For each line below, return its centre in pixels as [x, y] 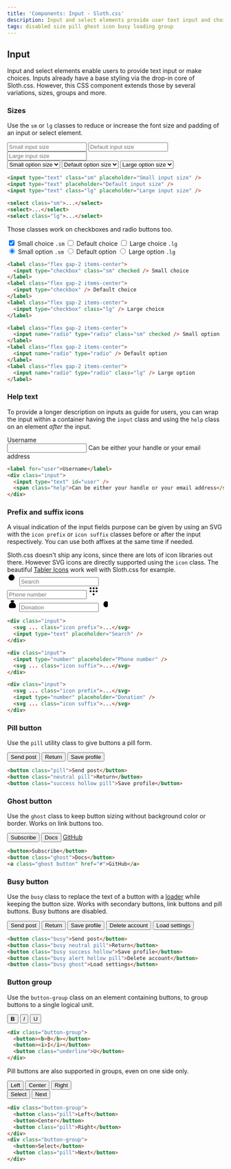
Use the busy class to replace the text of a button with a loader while [104, 896]
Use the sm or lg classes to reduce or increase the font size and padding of [113, 125]
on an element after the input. [49, 426]
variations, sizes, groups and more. [57, 93]
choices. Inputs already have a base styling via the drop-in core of [101, 78]
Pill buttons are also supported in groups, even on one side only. [98, 1071]
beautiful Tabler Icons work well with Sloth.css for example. [91, 570]
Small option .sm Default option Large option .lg [97, 252]
